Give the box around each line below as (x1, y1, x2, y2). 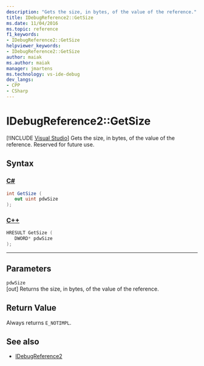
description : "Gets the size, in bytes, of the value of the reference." (6, 9, 197, 15)
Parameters (6, 264, 52, 274)
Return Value (6, 303, 56, 313)
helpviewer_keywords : (6, 43, 61, 49)
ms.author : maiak (6, 60, 50, 66)
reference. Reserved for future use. (6, 140, 95, 148)
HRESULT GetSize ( (6, 230, 53, 236)
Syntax (6, 159, 34, 169)
